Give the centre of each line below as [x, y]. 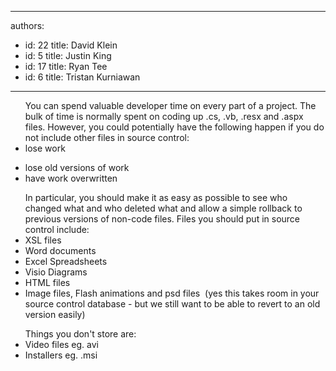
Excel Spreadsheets [66, 261]
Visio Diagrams [56, 272]
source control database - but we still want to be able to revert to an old [172, 304]
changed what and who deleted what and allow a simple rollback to [163, 208]
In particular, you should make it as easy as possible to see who [156, 197]
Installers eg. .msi [61, 355]
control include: [57, 229]
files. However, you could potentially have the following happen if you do [174, 127]
